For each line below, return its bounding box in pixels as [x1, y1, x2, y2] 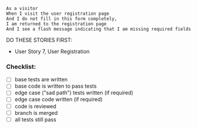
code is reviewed [14, 102, 57, 110]
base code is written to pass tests [14, 82, 97, 90]
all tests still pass [14, 115, 57, 123]
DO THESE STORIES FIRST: [6, 37, 73, 44]
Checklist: [6, 62, 37, 71]
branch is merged [14, 109, 58, 116]
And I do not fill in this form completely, [6, 16, 117, 22]
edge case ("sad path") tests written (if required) [14, 89, 134, 97]
